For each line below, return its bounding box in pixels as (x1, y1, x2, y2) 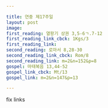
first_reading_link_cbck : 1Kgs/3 (6, 36, 89, 42)
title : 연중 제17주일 (6, 14, 53, 20)
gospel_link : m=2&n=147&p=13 (6, 75, 78, 81)
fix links (6, 96, 26, 103)
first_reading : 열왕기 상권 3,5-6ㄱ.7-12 (6, 30, 103, 36)
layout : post (6, 19, 39, 26)
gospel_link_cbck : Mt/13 (6, 69, 68, 75)
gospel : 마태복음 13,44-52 (6, 63, 68, 69)
